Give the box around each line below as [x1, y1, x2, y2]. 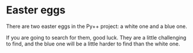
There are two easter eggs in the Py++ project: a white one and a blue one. [6, 23, 188, 30]
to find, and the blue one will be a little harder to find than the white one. [6, 40, 181, 47]
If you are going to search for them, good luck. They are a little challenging [6, 34, 187, 41]
